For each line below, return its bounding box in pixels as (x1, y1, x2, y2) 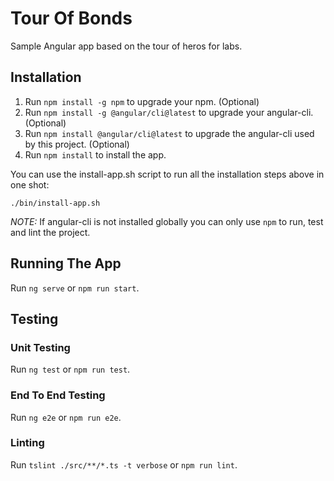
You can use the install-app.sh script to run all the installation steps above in (10, 168, 325, 180)
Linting (10, 436, 45, 450)
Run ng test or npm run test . (10, 363, 131, 376)
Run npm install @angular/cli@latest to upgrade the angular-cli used (24, 127, 315, 139)
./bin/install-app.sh (10, 198, 101, 208)
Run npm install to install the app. (24, 148, 167, 161)
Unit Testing (10, 340, 71, 354)
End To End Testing (10, 388, 106, 402)
